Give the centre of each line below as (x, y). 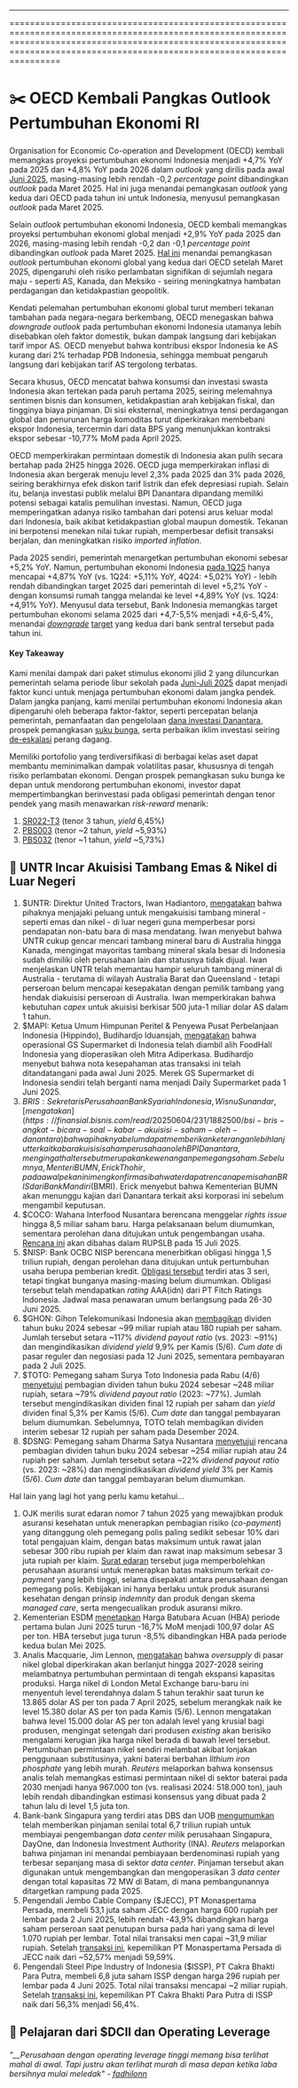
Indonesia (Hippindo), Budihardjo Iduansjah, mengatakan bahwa (139, 1035)
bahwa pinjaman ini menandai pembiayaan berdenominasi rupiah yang (151, 1853)
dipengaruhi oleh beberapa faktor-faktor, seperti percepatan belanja (134, 711)
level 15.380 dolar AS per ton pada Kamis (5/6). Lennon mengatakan (147, 1711)
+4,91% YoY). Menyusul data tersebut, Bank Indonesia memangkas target (143, 604)
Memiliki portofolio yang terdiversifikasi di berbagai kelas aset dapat (134, 756)
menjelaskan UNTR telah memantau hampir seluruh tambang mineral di (152, 968)
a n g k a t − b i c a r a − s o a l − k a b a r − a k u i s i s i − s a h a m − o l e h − (129, 1129)
